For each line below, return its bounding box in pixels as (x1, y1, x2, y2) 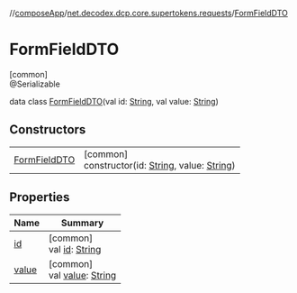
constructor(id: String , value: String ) (84, 159, 236, 171)
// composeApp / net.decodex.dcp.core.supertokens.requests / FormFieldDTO (9, 8, 288, 18)
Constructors (9, 122, 86, 138)
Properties (9, 189, 70, 206)
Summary (60, 216, 104, 229)
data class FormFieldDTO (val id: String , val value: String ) (9, 96, 219, 106)
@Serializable (9, 78, 60, 89)
